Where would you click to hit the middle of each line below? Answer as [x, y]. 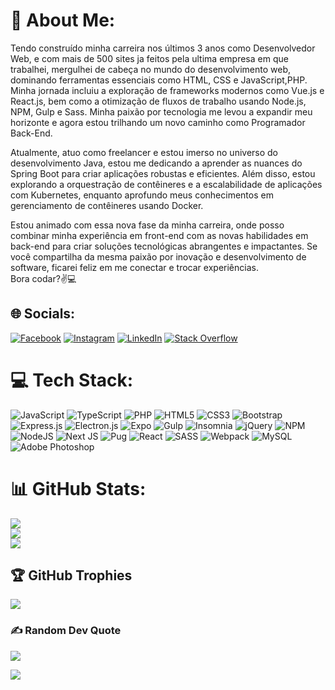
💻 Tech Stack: [72, 380]
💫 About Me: [63, 20]
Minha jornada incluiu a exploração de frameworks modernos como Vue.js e [167, 90]
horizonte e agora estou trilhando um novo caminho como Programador [158, 122]
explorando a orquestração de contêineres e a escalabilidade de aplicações [166, 184]
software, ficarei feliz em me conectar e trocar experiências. [134, 267]
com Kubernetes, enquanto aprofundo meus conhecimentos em [142, 195]
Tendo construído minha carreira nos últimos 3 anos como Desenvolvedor [163, 48]
